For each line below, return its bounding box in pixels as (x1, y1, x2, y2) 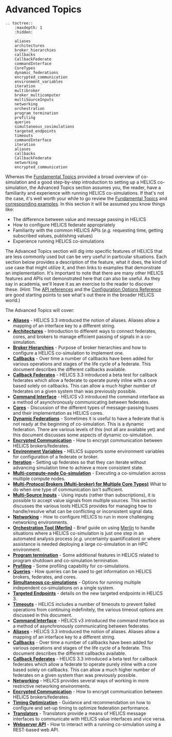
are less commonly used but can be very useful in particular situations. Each (5, 253, 167, 260)
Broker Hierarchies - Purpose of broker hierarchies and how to (12, 344, 146, 351)
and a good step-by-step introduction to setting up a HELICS (28, 179, 157, 185)
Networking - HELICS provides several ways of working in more (12, 677, 149, 684)
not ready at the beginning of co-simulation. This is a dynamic (12, 420, 144, 427)
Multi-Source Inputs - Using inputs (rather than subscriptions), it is (12, 492, 156, 498)
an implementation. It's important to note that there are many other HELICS (5, 270, 163, 276)
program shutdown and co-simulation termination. (12, 557, 119, 563)
